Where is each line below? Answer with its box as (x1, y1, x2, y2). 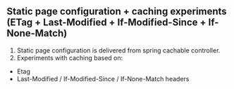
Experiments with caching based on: (16, 53, 123, 62)
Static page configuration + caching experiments (6, 6, 227, 18)
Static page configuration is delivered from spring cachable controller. (16, 46, 221, 55)
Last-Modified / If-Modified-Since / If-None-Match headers (16, 74, 190, 83)
